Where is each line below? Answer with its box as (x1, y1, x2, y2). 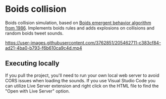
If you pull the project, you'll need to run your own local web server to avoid (5, 72, 160, 78)
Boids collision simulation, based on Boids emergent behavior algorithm (5, 20, 151, 26)
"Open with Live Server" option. (5, 88, 70, 94)
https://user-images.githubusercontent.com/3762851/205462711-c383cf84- (5, 39, 161, 45)
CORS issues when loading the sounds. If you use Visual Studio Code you (5, 77, 156, 83)
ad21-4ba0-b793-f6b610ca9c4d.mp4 (5, 45, 82, 51)
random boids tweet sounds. (5, 30, 63, 36)
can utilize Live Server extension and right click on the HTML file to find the (5, 83, 159, 89)
